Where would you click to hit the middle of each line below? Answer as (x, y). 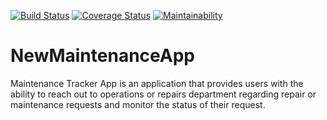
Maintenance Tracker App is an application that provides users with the (157, 83)
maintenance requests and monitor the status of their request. (138, 104)
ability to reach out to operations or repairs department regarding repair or (163, 94)
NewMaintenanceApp (102, 56)
